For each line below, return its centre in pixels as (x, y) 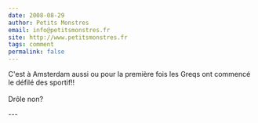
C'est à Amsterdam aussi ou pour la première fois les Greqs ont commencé (129, 74)
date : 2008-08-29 (36, 15)
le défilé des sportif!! (42, 82)
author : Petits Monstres (49, 23)
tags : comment (31, 45)
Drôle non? (26, 99)
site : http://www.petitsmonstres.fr (68, 37)
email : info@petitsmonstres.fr (59, 30)
